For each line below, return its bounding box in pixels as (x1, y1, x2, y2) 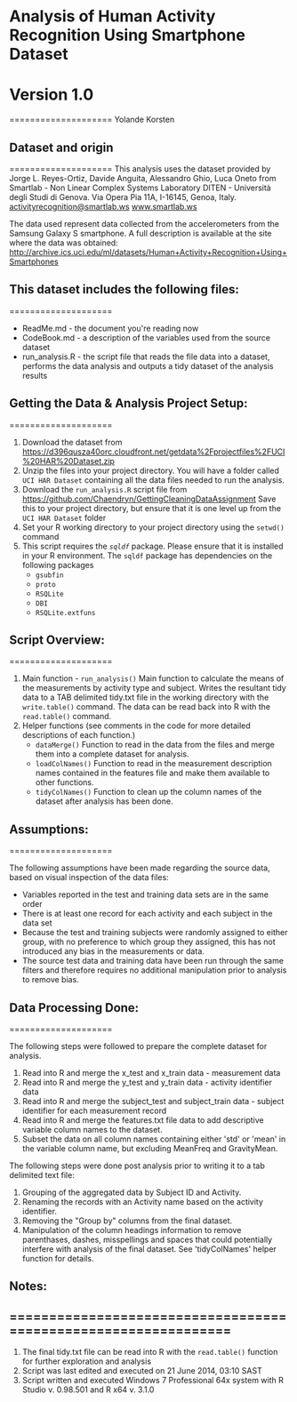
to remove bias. (21, 974, 80, 985)
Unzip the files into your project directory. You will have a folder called (21, 465, 280, 476)
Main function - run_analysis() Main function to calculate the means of (21, 673, 285, 684)
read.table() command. (21, 711, 112, 722)
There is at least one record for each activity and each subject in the (21, 909, 273, 919)
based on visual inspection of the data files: (9, 872, 169, 883)
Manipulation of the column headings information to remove (21, 1225, 242, 1235)
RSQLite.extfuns (35, 608, 96, 617)
